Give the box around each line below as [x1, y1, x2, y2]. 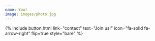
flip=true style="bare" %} [31, 30, 83, 36]
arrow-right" [5, 30, 31, 36]
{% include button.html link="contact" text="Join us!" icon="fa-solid [5, 25, 143, 31]
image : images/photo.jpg [5, 12, 56, 17]
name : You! [5, 7, 28, 12]
